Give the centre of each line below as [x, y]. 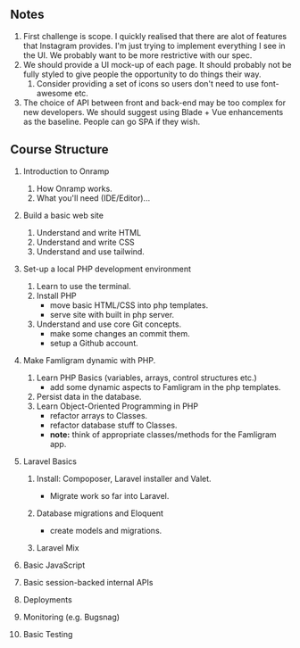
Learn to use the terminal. [84, 286]
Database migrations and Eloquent [100, 513]
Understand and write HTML [89, 232]
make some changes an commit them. [120, 333]
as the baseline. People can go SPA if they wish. [111, 121]
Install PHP [56, 295]
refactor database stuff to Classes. [113, 425]
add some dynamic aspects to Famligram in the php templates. [165, 386]
